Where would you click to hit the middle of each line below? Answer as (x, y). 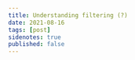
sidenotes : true (35, 37)
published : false (36, 44)
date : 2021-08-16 (36, 23)
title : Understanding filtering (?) (68, 15)
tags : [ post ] (29, 30)
